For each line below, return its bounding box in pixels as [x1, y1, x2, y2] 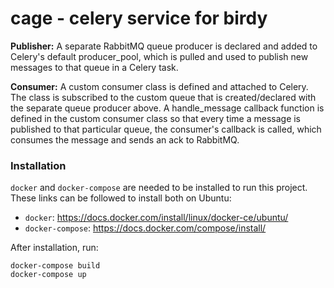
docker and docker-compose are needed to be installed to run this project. [10, 182, 308, 194]
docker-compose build [10, 261, 101, 271]
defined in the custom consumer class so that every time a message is [10, 112, 302, 124]
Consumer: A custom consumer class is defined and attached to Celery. [10, 80, 309, 92]
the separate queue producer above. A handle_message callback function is [10, 102, 325, 114]
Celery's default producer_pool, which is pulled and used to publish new [10, 50, 309, 62]
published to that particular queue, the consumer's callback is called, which [10, 123, 322, 135]
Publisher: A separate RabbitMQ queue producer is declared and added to [10, 40, 318, 52]
